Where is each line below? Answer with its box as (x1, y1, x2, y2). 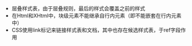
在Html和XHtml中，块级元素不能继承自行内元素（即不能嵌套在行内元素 (11, 12, 182, 19)
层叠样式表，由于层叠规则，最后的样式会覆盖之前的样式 (11, 5, 145, 11)
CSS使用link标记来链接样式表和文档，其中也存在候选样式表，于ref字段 (11, 26, 181, 33)
